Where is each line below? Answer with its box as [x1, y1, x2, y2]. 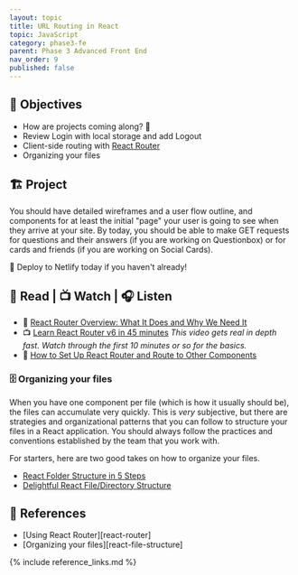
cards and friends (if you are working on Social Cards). [9, 244, 214, 255]
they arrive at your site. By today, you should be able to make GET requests [9, 225, 290, 236]
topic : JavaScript [9, 30, 79, 39]
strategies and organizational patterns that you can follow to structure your [9, 416, 288, 427]
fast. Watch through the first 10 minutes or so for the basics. [22, 340, 247, 351]
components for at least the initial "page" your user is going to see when [9, 215, 279, 226]
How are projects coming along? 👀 [22, 121, 151, 132]
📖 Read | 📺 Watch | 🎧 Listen [9, 288, 173, 303]
